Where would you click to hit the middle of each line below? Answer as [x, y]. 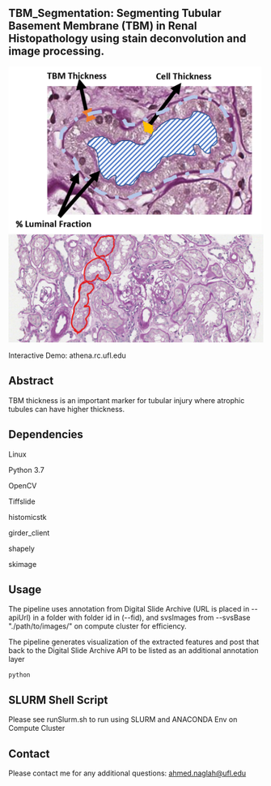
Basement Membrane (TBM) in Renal [103, 26]
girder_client [29, 533]
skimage [23, 564]
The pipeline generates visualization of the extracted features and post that [134, 642]
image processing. [57, 52]
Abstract [31, 381]
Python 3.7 [26, 470]
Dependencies [46, 434]
